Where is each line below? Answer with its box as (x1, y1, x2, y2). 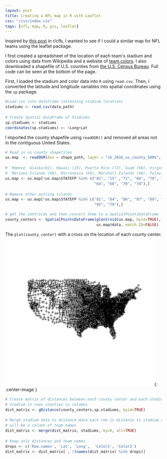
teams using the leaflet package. (5, 43, 72, 49)
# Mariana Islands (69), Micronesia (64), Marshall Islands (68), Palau (5, 171, 162, 176)
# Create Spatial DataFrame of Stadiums (5, 115, 90, 120)
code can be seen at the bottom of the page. (5, 69, 97, 75)
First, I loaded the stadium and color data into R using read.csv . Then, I (5, 78, 150, 84)
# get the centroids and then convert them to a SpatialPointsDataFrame (5, 212, 159, 217)
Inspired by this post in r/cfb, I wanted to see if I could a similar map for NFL (5, 38, 161, 44)
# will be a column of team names (5, 423, 77, 428)
